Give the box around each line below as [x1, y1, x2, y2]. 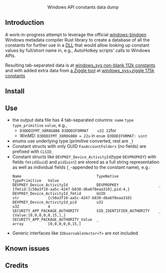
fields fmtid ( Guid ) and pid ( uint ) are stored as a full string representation [12, 159, 160, 165]
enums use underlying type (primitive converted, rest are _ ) [12, 138, 133, 144]
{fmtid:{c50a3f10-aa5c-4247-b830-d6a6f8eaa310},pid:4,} [12, 187, 130, 192]
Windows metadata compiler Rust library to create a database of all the [5, 37, 150, 43]
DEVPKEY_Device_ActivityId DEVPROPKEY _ [12, 182, 161, 187]
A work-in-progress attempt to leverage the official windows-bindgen [5, 32, 147, 38]
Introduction [5, 18, 44, 27]
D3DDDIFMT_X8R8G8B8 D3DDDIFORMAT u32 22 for [19, 128, 117, 134]
